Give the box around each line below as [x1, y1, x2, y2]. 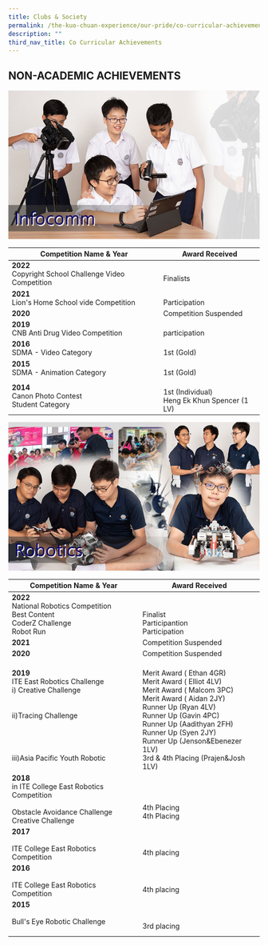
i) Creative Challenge [11, 685, 81, 695]
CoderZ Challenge [11, 618, 72, 627]
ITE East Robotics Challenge [11, 677, 104, 687]
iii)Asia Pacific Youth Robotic [11, 753, 106, 763]
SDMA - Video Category [11, 348, 93, 358]
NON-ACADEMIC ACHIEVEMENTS [8, 69, 181, 82]
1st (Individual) [163, 386, 213, 396]
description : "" [8, 30, 62, 38]
